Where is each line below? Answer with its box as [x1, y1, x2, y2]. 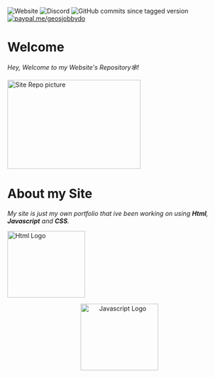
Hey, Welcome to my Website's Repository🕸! [7, 63, 140, 71]
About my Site [7, 185, 93, 202]
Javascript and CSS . [7, 217, 70, 225]
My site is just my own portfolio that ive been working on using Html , [7, 209, 209, 217]
